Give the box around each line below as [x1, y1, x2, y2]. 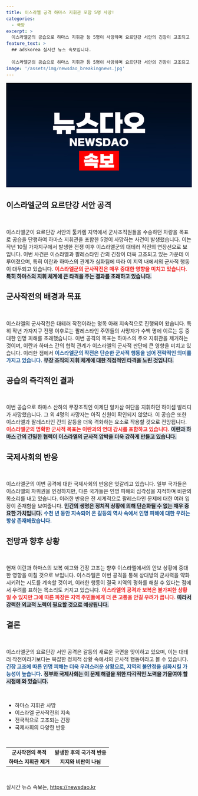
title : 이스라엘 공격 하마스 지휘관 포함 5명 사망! [6, 9, 115, 15]
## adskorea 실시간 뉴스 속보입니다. [11, 47, 92, 53]
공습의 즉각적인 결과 [6, 376, 74, 386]
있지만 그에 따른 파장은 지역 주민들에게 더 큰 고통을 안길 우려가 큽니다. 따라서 [18, 594, 192, 601]
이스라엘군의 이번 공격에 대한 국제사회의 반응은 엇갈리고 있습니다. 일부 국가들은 [6, 481, 187, 488]
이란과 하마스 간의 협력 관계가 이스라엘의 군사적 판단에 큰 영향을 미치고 [23, 342, 186, 349]
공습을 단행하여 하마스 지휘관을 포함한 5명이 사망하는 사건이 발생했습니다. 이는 [12, 236, 192, 243]
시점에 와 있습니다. [6, 677, 49, 685]
